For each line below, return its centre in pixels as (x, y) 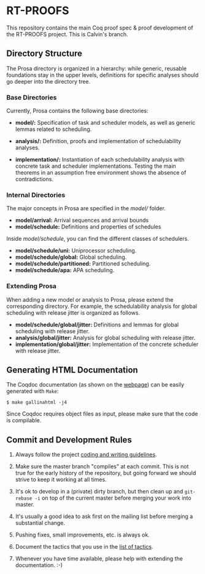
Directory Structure (44, 54)
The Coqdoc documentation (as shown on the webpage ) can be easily (95, 385)
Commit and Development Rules (69, 440)
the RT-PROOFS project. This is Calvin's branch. (67, 34)
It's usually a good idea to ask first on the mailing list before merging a (104, 516)
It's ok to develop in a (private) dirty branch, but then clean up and (99, 492)
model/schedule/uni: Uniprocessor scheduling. (76, 251)
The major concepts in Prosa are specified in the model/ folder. (86, 208)
